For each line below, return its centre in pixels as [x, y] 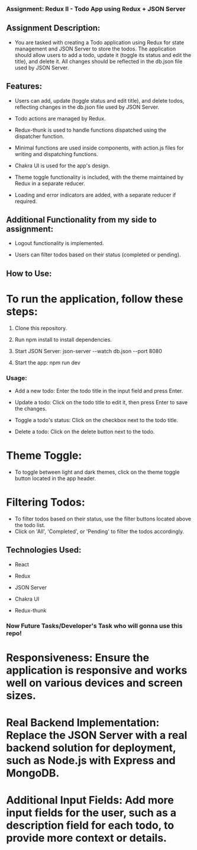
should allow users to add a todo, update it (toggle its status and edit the [103, 55]
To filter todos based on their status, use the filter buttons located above [103, 519]
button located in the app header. [55, 478]
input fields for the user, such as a [91, 813]
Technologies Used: [44, 550]
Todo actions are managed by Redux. [60, 118]
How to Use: [29, 273]
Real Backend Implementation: [83, 722]
